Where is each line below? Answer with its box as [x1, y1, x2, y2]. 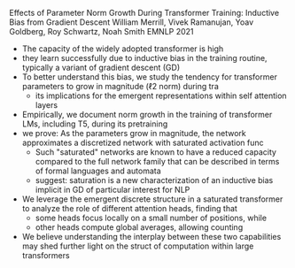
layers [35, 100, 58, 110]
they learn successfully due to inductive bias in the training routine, [21, 53, 268, 63]
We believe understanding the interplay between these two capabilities [21, 232, 282, 241]
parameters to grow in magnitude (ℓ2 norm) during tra [21, 81, 219, 91]
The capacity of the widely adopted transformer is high [21, 43, 224, 54]
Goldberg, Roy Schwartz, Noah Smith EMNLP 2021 [9, 27, 194, 36]
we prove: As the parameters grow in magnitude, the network [21, 128, 246, 138]
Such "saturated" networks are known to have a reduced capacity [35, 147, 277, 157]
